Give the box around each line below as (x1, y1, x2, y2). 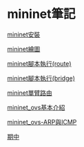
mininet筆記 (7, 6, 76, 22)
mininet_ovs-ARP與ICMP (7, 117, 77, 126)
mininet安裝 (7, 30, 41, 38)
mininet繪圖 (7, 45, 41, 53)
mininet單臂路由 (7, 89, 53, 97)
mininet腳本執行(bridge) (7, 73, 76, 82)
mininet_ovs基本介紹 (7, 103, 65, 111)
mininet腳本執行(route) (7, 59, 72, 67)
